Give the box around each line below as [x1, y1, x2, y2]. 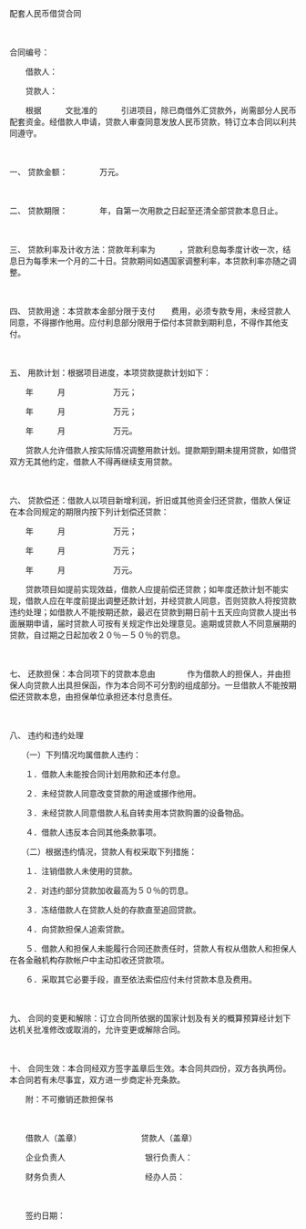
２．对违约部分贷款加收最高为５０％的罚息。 [25, 885, 193, 896]
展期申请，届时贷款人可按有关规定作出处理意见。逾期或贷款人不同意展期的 [16, 619, 297, 629]
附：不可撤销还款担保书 [25, 1094, 114, 1104]
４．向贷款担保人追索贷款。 [25, 924, 129, 934]
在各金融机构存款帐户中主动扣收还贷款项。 [9, 954, 169, 965]
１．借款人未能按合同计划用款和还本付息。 [25, 769, 185, 779]
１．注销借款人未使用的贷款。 [25, 866, 138, 876]
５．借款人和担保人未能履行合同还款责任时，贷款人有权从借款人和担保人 [25, 943, 297, 953]
